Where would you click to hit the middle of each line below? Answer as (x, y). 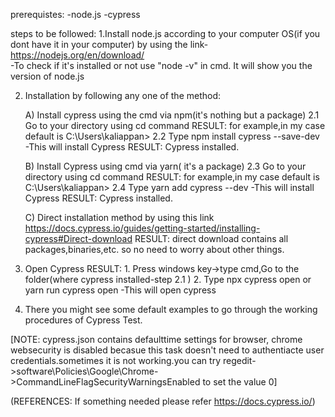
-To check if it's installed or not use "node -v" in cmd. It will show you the (161, 65)
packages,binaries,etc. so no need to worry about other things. (154, 249)
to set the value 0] (240, 382)
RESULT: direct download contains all (211, 238)
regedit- (239, 360)
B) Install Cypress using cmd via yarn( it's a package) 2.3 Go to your (165, 166)
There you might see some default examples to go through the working (171, 309)
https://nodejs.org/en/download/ (77, 55)
